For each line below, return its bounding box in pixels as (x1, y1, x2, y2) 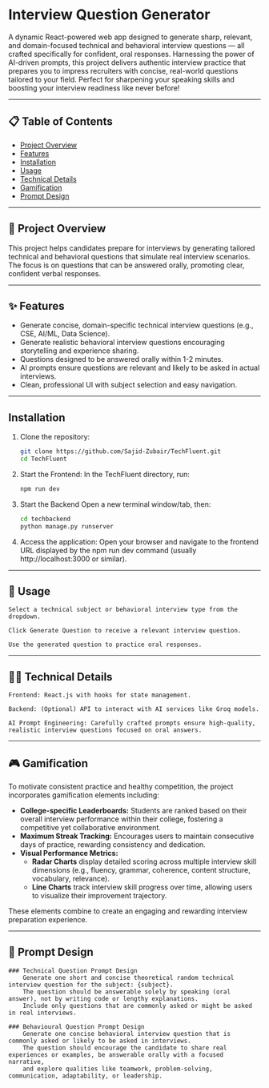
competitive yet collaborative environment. (19, 823, 162, 832)
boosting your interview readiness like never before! (8, 82, 180, 93)
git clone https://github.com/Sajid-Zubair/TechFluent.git (19, 448, 222, 456)
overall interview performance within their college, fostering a (19, 814, 223, 824)
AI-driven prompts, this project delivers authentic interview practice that (8, 58, 247, 67)
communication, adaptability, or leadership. (8, 1071, 163, 1080)
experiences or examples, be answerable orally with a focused (8, 1050, 224, 1058)
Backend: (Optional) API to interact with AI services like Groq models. (8, 705, 260, 713)
